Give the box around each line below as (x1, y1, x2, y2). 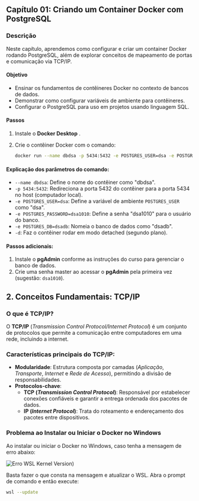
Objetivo (6, 71, 28, 79)
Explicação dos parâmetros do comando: (6, 166, 110, 173)
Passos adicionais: (6, 243, 53, 250)
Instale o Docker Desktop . (14, 130, 81, 137)
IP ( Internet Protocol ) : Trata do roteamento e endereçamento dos (23, 408, 184, 415)
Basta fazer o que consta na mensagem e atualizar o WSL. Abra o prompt (6, 471, 185, 479)
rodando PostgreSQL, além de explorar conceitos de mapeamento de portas (6, 51, 192, 59)
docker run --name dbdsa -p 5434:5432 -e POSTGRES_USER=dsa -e (14, 153, 175, 159)
